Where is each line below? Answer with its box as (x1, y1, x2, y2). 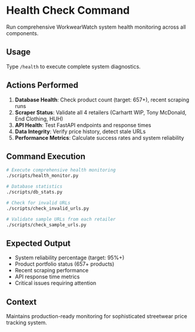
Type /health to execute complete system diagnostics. (6, 63, 141, 70)
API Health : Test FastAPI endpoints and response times (14, 121, 151, 128)
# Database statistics (6, 183, 63, 190)
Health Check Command (6, 4, 130, 17)
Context (6, 297, 37, 307)
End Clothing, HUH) (14, 115, 64, 122)
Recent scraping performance (14, 267, 89, 274)
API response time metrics (14, 273, 80, 281)
